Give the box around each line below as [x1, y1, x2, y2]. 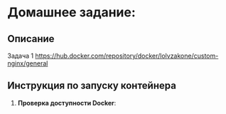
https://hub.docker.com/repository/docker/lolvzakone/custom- [35, 51, 219, 60]
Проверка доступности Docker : [17, 98, 117, 107]
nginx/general [7, 59, 48, 68]
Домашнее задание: [7, 4, 136, 21]
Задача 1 [7, 51, 34, 60]
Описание [7, 33, 55, 45]
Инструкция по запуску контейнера [7, 80, 176, 92]
